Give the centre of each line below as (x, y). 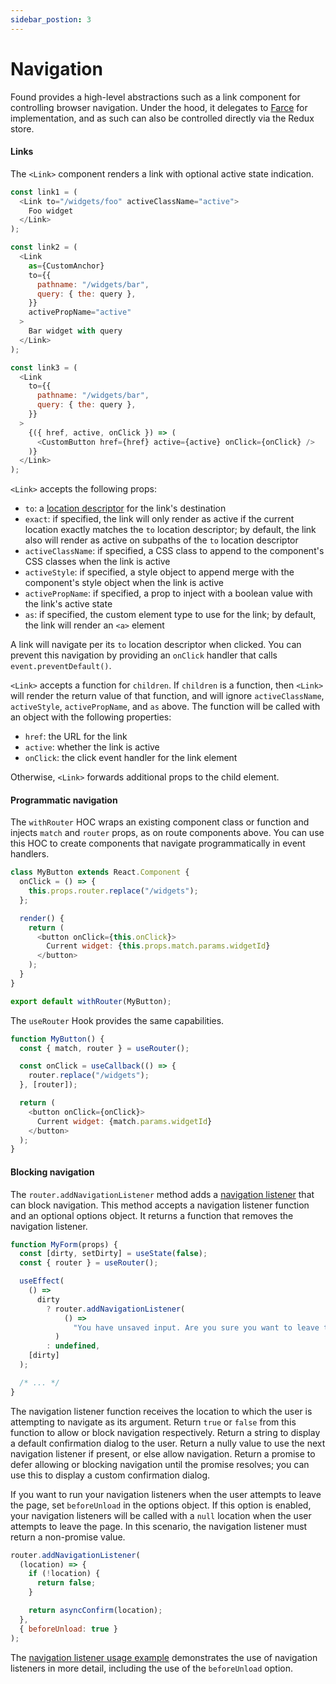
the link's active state (68, 604)
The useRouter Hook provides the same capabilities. (117, 1020)
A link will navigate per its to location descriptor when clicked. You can (156, 645)
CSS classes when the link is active (97, 562)
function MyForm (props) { (64, 1244)
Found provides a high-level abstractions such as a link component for (155, 97)
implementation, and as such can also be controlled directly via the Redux (162, 118)
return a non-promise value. (68, 1537)
